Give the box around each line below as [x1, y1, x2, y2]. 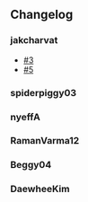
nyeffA [10, 110, 41, 123]
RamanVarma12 [10, 135, 80, 147]
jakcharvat [10, 34, 58, 47]
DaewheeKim [10, 183, 70, 196]
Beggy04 [10, 159, 52, 171]
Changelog [10, 7, 74, 22]
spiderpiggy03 [10, 86, 77, 99]
